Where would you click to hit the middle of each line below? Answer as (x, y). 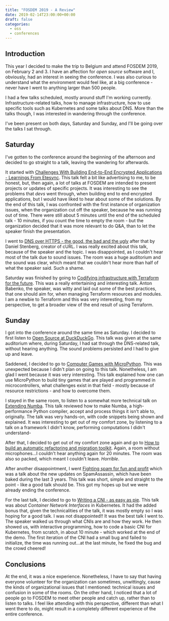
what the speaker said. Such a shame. (45, 268)
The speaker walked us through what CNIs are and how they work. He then (83, 521)
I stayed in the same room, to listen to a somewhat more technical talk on (81, 401)
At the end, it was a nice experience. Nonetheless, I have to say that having (83, 576)
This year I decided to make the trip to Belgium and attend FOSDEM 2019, (82, 66)
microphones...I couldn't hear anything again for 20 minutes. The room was (84, 453)
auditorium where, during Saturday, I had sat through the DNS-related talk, (82, 343)
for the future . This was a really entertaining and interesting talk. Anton (79, 283)
